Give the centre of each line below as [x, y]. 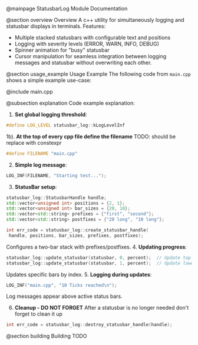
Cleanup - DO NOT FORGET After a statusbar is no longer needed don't [102, 308]
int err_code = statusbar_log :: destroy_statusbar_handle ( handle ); [89, 325]
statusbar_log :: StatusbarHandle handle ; [57, 198]
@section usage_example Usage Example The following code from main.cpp [98, 74]
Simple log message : [41, 165]
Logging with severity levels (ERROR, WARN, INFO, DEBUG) [87, 44]
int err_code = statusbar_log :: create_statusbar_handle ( [77, 230]
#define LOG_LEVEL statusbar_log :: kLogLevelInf [66, 125]
